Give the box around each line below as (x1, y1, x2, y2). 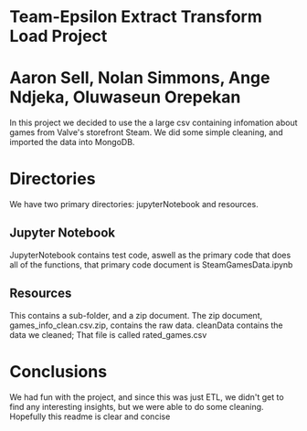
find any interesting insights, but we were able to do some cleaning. (9, 401, 264, 412)
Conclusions (9, 361, 108, 382)
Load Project (9, 26, 108, 47)
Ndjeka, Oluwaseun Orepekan (9, 87, 241, 108)
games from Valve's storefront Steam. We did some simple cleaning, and (9, 127, 283, 138)
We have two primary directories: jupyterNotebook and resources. (9, 199, 259, 210)
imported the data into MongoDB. (9, 137, 135, 148)
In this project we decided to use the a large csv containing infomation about (9, 117, 298, 129)
